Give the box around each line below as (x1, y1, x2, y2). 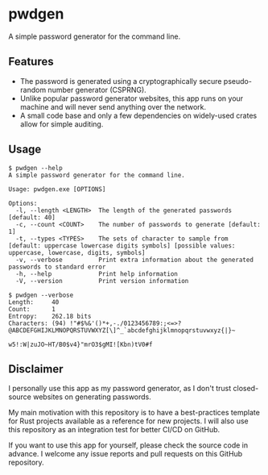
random (19, 85, 47, 94)
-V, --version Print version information (15, 277, 189, 285)
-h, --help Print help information (15, 269, 179, 278)
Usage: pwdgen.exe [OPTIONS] (8, 185, 106, 194)
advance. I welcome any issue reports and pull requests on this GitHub (8, 449, 243, 459)
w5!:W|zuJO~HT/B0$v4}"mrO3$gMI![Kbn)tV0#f (8, 340, 153, 348)
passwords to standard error (8, 263, 106, 271)
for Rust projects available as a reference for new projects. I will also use (8, 416, 249, 426)
